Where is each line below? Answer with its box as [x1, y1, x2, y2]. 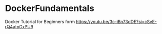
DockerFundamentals [5, 3, 94, 14]
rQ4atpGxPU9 [5, 23, 34, 29]
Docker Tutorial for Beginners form [5, 19, 75, 24]
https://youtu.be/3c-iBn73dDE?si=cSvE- [76, 19, 157, 24]
